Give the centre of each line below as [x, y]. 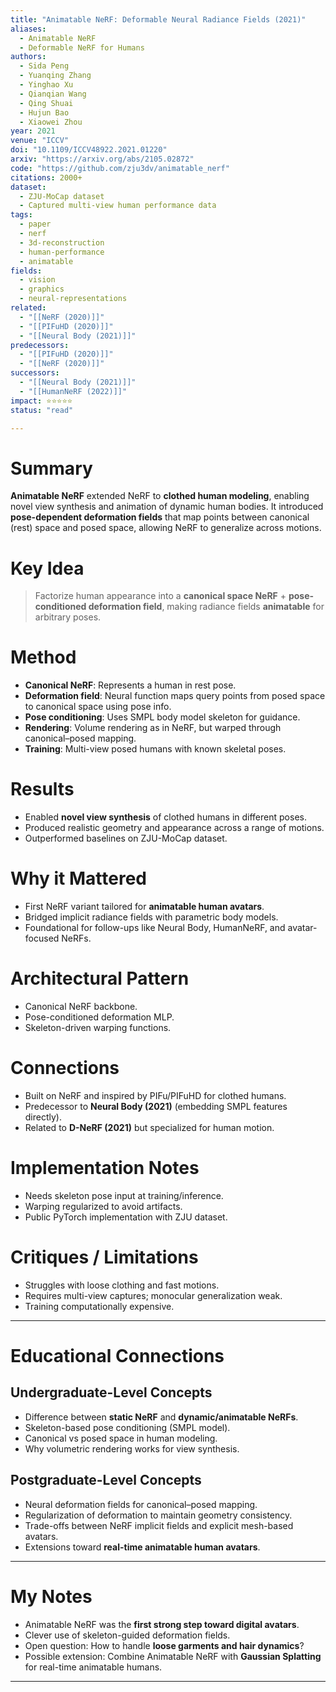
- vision [37, 280]
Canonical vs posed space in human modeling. [121, 1438]
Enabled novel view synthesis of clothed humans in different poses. [165, 817]
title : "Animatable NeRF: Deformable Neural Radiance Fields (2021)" [158, 19]
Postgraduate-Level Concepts [106, 1480]
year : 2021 [33, 131]
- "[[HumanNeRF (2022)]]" [73, 391]
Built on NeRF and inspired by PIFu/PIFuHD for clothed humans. [155, 1095]
